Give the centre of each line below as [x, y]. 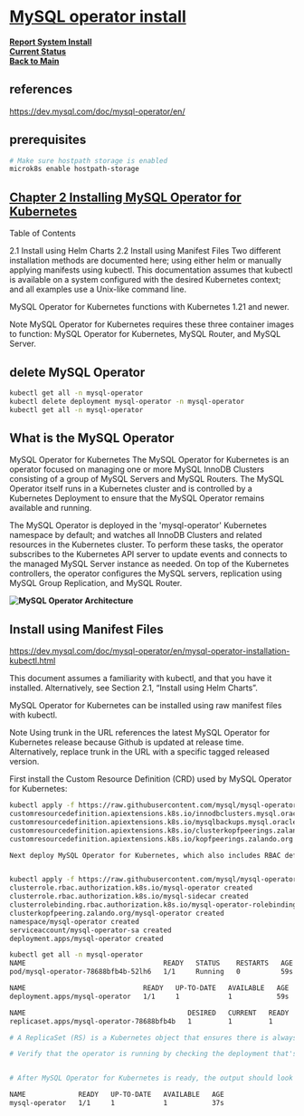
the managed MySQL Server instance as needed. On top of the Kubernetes [149, 564]
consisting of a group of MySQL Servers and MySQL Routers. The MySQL [147, 479]
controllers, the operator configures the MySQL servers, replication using [146, 573]
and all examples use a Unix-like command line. [98, 289]
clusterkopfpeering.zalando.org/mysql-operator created [117, 913]
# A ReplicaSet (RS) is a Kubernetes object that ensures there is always [153, 1038]
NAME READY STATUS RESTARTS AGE [152, 963]
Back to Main [34, 61]
